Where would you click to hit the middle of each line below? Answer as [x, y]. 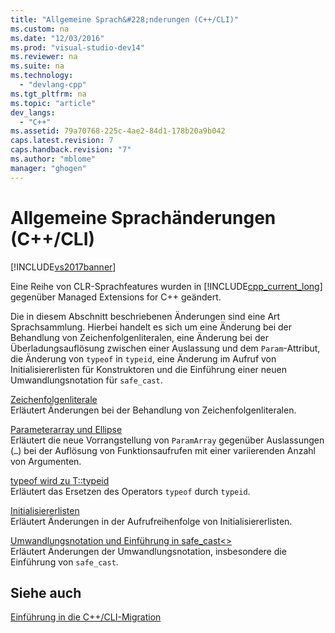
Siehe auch [46, 592]
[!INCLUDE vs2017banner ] [63, 267]
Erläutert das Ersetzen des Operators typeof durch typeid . [130, 491]
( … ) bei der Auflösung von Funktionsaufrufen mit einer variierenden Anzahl [163, 450]
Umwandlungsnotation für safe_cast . [86, 380]
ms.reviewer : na [44, 57]
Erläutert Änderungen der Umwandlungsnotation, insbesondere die [148, 551]
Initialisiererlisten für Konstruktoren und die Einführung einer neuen [148, 369]
